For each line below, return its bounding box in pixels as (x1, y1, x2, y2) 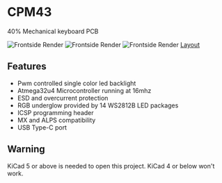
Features (7, 60, 47, 73)
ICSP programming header (17, 108, 94, 116)
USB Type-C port (17, 123, 68, 132)
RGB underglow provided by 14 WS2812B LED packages (17, 101, 179, 110)
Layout (180, 40, 200, 49)
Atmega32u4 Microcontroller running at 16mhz (17, 86, 152, 94)
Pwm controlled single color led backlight (17, 79, 136, 87)
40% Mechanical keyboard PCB (7, 27, 99, 35)
